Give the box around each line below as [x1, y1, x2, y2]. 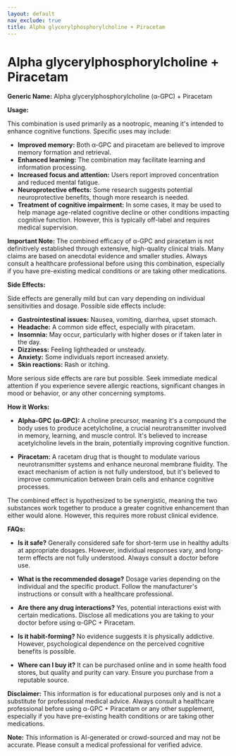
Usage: [7, 106, 30, 114]
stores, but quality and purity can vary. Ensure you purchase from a [17, 668, 213, 677]
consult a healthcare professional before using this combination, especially [7, 259, 225, 268]
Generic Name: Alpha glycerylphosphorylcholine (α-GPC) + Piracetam [7, 92, 213, 101]
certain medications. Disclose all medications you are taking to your [17, 611, 214, 620]
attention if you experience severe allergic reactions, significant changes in [7, 382, 225, 390]
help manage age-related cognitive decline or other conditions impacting [17, 208, 230, 217]
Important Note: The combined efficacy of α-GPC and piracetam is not [7, 237, 214, 246]
